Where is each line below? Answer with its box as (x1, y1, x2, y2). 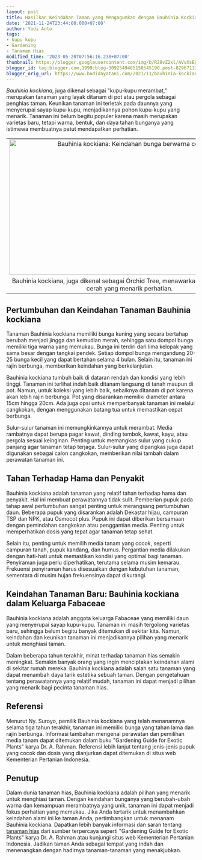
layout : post (6, 8, 39, 15)
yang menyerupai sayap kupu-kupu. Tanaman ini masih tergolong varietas (6, 621, 190, 628)
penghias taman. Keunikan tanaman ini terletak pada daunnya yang (6, 100, 173, 107)
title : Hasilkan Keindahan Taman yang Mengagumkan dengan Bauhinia (6, 14, 179, 20)
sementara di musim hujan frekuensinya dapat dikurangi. (6, 571, 147, 579)
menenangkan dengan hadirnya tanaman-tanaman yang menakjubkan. (6, 847, 182, 854)
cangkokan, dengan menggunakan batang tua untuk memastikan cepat (6, 406, 183, 413)
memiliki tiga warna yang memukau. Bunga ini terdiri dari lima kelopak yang (6, 343, 193, 350)
